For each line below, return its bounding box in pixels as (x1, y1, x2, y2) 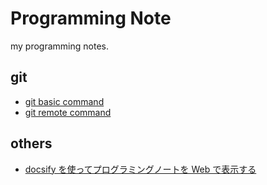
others (10, 135, 53, 152)
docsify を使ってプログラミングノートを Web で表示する (24, 163, 257, 175)
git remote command (24, 106, 112, 118)
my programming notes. (10, 40, 109, 52)
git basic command (24, 95, 105, 107)
